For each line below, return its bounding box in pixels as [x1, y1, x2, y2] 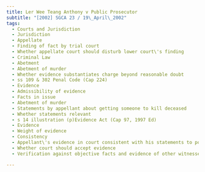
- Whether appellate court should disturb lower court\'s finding [12, 49, 184, 55]
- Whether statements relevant [12, 111, 92, 117]
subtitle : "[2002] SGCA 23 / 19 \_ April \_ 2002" [6, 15, 127, 21]
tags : [6, 20, 20, 26]
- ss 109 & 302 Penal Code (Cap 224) [12, 77, 108, 83]
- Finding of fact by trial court [12, 43, 99, 49]
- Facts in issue [12, 94, 56, 100]
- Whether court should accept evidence [12, 145, 116, 151]
